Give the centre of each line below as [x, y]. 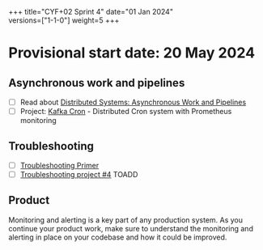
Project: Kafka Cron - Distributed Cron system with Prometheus [126, 112]
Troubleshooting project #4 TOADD [79, 174]
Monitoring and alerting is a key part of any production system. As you [126, 220]
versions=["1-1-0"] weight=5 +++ [64, 20]
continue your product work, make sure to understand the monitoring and [131, 228]
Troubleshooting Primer [59, 165]
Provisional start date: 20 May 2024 [132, 53]
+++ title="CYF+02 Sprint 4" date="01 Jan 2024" [91, 12]
